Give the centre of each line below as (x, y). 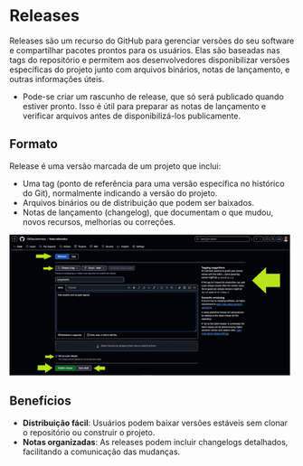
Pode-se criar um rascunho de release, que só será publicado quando (153, 97)
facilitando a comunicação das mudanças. (101, 452)
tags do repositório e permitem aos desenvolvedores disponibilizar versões (150, 60)
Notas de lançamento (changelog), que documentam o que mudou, (148, 212)
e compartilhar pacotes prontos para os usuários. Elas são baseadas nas (145, 50)
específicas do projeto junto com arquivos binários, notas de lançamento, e (150, 70)
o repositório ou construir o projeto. (89, 432)
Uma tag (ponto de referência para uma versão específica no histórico (153, 183)
